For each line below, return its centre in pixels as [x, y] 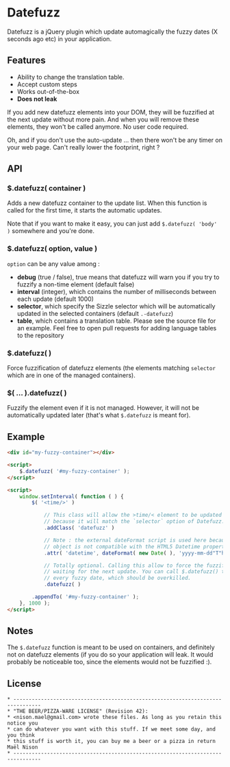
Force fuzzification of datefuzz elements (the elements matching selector [111, 368]
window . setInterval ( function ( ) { [72, 496]
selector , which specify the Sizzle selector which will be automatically [116, 306]
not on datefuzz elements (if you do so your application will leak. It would [110, 655]
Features [26, 61]
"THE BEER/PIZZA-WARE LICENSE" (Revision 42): [81, 711]
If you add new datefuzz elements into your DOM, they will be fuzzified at [111, 112]
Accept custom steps [47, 84]
